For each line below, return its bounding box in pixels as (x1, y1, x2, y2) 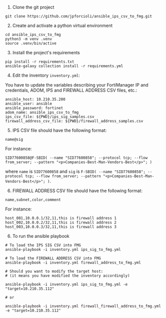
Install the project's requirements (12, 50, 81, 55)
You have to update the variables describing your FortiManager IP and (5, 82, 149, 88)
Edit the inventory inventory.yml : (12, 72, 81, 78)
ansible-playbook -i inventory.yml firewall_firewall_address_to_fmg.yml (5, 304, 162, 309)
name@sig (5, 137, 23, 142)
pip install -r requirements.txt (5, 59, 75, 64)
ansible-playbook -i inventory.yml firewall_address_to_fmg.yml (5, 260, 141, 265)
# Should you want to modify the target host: (5, 269, 103, 274)
